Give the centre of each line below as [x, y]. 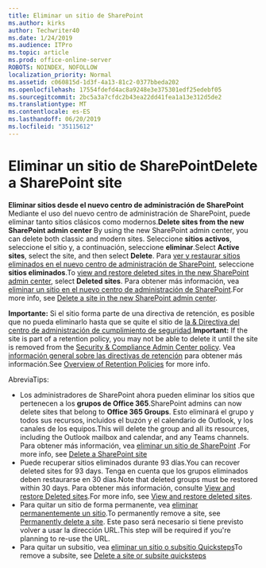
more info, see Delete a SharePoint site [83, 453]
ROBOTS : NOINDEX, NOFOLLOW [53, 68]
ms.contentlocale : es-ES [49, 112]
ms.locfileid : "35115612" [51, 126]
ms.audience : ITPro [40, 45]
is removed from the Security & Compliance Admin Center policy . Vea [122, 347]
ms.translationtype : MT [48, 104]
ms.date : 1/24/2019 [40, 38]
